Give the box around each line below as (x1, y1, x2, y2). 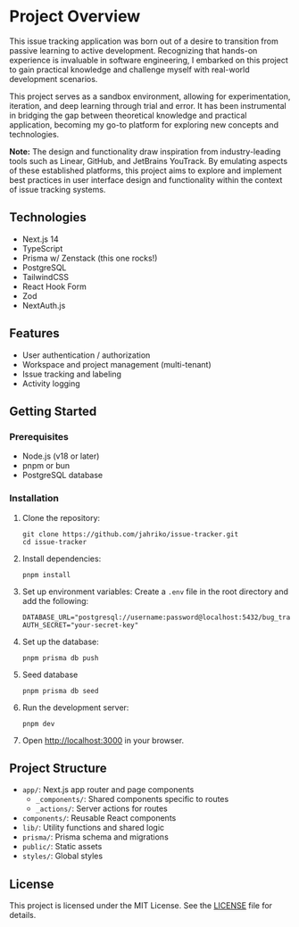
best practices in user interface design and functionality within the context (9, 174, 283, 185)
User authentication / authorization (21, 350, 151, 360)
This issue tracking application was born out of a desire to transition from (9, 36, 278, 46)
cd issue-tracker (21, 537, 87, 546)
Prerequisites (9, 430, 69, 443)
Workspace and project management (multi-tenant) (21, 359, 212, 369)
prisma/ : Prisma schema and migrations (21, 832, 170, 842)
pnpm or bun (21, 460, 71, 471)
